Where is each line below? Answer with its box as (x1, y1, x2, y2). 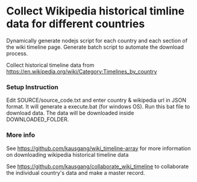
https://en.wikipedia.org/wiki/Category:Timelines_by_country (6, 67, 157, 75)
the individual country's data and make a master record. (6, 169, 145, 176)
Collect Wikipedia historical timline (6, 4, 185, 18)
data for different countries (6, 17, 145, 31)
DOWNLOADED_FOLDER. (6, 116, 69, 123)
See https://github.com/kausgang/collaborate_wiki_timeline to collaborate (6, 163, 189, 170)
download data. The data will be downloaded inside (6, 110, 134, 117)
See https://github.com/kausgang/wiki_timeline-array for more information (6, 145, 191, 152)
